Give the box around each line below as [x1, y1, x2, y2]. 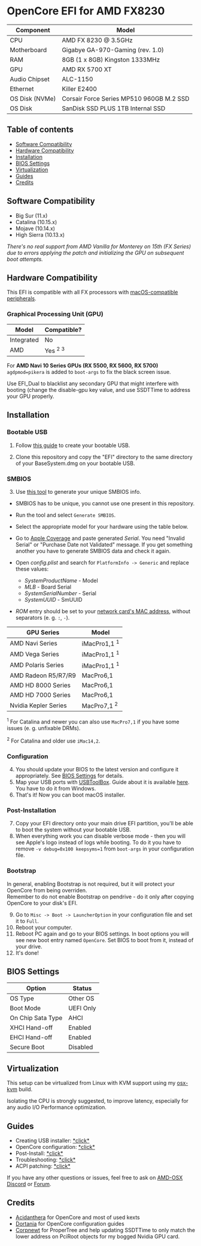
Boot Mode [10, 1004, 41, 1012]
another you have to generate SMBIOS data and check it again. [15, 547, 171, 554]
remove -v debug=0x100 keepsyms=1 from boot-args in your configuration [15, 845, 194, 852]
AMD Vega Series [10, 650, 59, 658]
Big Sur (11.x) [15, 212, 48, 219]
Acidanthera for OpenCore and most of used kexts [15, 1214, 140, 1221]
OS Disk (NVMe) [10, 94, 56, 102]
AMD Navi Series [10, 639, 57, 647]
